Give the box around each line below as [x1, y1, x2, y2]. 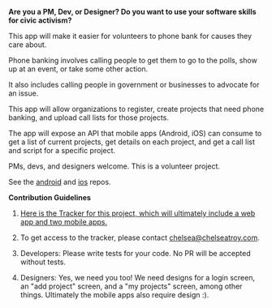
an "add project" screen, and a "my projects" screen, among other [19, 281, 243, 291]
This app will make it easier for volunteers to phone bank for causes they [8, 32, 253, 41]
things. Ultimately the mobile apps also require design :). [19, 290, 209, 299]
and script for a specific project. [8, 146, 116, 155]
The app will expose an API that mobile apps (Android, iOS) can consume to [8, 129, 262, 138]
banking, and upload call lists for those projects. [8, 113, 169, 122]
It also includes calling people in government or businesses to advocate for [8, 80, 260, 89]
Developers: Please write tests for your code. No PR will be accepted [19, 249, 251, 258]
